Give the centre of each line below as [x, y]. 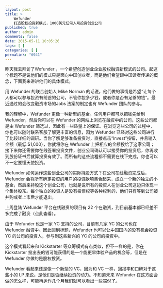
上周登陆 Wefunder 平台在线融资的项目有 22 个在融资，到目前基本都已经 [77, 207]
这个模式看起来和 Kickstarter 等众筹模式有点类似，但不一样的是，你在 [74, 246]
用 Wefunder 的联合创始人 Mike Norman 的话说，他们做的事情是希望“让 [76, 92]
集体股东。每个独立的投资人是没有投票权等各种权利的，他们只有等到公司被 [83, 191]
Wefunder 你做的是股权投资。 [35, 258]
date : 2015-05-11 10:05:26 [32, 41]
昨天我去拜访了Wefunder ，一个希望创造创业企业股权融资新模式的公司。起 [79, 69]
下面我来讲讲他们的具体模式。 [43, 81]
